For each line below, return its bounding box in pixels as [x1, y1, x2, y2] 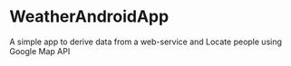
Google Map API [9, 45, 71, 56]
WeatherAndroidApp [9, 6, 170, 27]
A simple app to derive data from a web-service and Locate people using [9, 36, 283, 47]
